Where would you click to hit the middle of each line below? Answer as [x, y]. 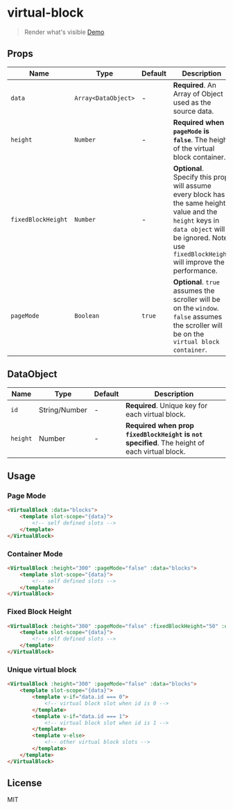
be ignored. [192, 237]
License [25, 783]
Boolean [87, 316]
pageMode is [191, 131]
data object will [199, 229]
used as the [192, 102]
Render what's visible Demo [64, 32]
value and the [195, 212]
